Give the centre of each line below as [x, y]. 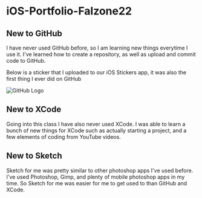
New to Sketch [34, 156]
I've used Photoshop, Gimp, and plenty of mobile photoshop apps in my [96, 177]
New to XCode [34, 110]
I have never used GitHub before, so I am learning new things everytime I [97, 48]
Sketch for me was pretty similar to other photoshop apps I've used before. [100, 170]
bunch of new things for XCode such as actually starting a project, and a [96, 130]
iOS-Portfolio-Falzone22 [69, 11]
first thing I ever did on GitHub [44, 79]
